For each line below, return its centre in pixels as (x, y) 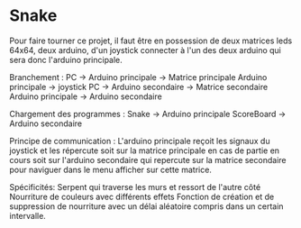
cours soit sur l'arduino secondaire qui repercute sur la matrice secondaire (148, 160)
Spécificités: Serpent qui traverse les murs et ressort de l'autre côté (135, 187)
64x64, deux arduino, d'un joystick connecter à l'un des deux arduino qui (146, 50)
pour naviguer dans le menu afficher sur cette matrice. (110, 169)
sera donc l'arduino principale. (66, 59)
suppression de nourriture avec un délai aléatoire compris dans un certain (146, 206)
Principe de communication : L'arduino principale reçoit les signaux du (140, 141)
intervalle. (28, 215)
